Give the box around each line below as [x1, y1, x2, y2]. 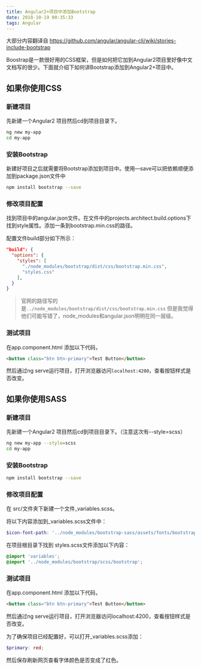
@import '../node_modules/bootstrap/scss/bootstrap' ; [6, 559, 144, 565]
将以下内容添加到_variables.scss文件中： [6, 518, 107, 525]
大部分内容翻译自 [6, 37, 48, 44]
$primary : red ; [6, 645, 44, 651]
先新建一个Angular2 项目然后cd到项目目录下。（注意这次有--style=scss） [6, 428, 186, 436]
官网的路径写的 [20, 298, 58, 305]
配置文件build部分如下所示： [6, 235, 77, 242]
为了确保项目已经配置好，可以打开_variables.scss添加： [6, 633, 144, 640]
